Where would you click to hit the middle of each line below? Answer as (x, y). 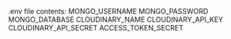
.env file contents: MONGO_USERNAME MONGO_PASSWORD (108, 11)
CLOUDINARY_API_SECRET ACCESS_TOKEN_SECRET (96, 28)
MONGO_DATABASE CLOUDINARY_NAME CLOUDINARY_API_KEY (116, 19)
